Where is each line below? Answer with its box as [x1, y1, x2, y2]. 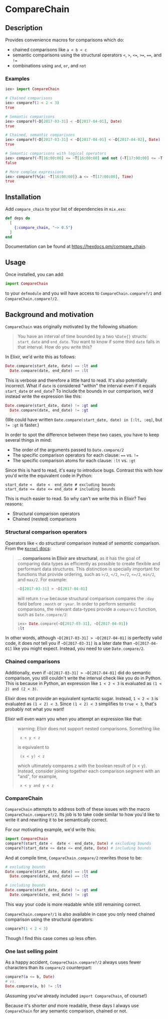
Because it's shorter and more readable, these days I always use [5, 1002, 139, 1008]
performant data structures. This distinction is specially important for [17, 566, 160, 572]
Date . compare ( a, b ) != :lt [5, 983, 62, 989]
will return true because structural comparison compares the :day [17, 595, 154, 602]
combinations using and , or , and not [12, 63, 87, 68]
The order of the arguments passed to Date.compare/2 [12, 447, 124, 453]
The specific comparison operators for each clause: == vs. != [12, 452, 139, 458]
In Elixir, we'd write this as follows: [5, 354, 76, 360]
